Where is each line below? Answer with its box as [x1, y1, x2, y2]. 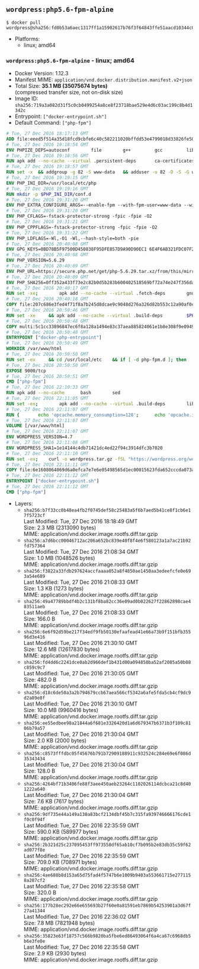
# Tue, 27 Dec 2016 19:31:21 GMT [6, 219, 89, 225]
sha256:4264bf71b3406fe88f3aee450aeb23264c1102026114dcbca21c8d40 [23, 781, 191, 787]
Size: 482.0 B [23, 676, 57, 683]
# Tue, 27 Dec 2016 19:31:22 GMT [6, 230, 89, 236]
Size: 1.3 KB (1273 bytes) [23, 584, 84, 592]
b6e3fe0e [23, 938, 46, 944]
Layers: [14, 500, 33, 507]
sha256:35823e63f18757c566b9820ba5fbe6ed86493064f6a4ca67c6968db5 [23, 933, 191, 939]
